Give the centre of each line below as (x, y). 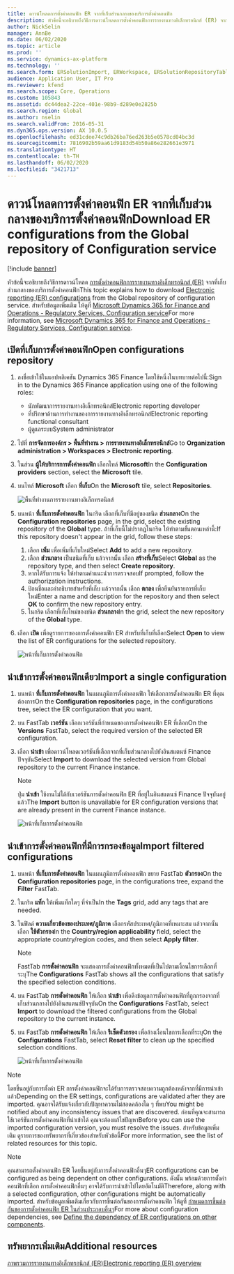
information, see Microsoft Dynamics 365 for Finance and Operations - (109, 320)
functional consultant (58, 422)
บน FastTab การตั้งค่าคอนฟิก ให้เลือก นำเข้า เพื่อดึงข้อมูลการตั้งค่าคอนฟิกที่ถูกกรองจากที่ (118, 995)
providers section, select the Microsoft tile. (80, 472)
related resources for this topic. (52, 1143)
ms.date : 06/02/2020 (37, 40)
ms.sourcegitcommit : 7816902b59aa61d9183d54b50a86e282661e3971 (101, 144)
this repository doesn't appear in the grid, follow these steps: (105, 537)
